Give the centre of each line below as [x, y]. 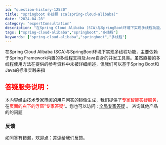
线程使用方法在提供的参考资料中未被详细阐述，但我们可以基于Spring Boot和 [82, 64]
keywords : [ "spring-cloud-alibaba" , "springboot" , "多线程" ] [66, 37]
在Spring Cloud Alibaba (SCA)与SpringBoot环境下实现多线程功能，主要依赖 [82, 52]
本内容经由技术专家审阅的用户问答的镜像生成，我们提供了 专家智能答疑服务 [81, 100]
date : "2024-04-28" [25, 19]
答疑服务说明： [28, 87]
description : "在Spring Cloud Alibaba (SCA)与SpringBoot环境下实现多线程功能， [84, 28]
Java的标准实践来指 [25, 70]
